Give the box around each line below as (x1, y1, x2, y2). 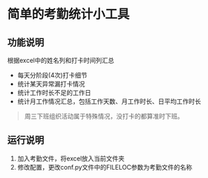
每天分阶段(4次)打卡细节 (17, 71, 88, 79)
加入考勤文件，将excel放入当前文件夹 (17, 154, 125, 163)
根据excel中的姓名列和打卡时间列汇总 (7, 57, 114, 64)
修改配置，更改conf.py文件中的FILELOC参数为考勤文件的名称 (17, 163, 193, 171)
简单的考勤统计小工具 (7, 6, 131, 22)
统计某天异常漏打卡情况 (17, 80, 85, 88)
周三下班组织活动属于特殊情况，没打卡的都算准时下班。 (24, 112, 184, 120)
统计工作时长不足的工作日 (17, 89, 91, 96)
